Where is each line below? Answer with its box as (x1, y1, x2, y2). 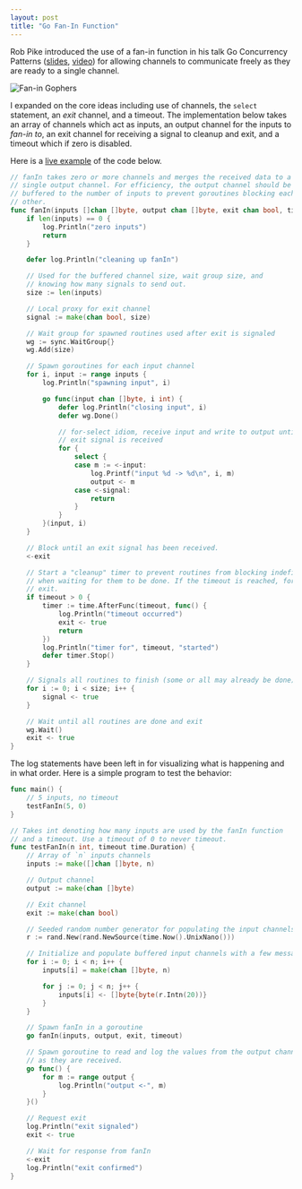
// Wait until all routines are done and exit (26, 717, 203, 726)
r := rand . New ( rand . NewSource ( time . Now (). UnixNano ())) (26, 933, 236, 942)
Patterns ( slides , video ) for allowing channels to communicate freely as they (10, 56, 290, 66)
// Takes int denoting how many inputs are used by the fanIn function (10, 826, 283, 835)
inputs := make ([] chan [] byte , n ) (26, 859, 155, 869)
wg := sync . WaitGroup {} (26, 337, 116, 346)
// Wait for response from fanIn (26, 1146, 151, 1156)
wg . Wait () (26, 725, 64, 735)
